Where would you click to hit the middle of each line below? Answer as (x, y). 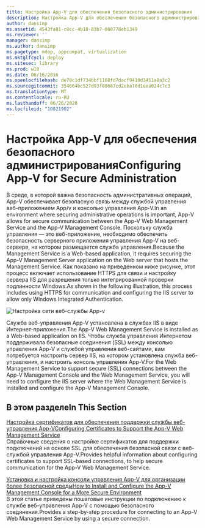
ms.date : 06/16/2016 (33, 75)
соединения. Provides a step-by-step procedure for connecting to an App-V (102, 512)
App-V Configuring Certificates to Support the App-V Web (111, 429)
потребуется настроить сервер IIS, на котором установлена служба (95, 355)
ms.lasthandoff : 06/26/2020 (42, 103)
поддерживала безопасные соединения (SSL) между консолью (89, 342)
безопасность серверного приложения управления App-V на (86, 241)
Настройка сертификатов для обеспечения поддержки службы (89, 422)
